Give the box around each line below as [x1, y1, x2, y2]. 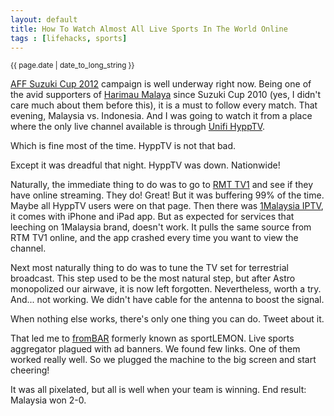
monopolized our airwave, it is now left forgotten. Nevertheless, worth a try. [10, 283, 322, 295]
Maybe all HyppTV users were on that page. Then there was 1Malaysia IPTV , [10, 200, 324, 212]
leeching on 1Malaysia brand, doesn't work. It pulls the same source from [10, 221, 312, 233]
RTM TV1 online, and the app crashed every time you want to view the [10, 232, 299, 244]
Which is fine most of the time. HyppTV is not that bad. [10, 140, 237, 152]
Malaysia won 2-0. [10, 394, 87, 406]
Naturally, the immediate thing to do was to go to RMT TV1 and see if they [10, 179, 314, 191]
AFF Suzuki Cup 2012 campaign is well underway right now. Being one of [10, 78, 312, 90]
